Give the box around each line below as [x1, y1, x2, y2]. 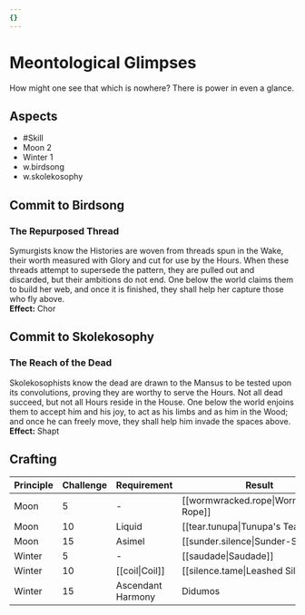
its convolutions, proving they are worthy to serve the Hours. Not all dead [9, 386, 283, 397]
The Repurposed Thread [9, 224, 120, 237]
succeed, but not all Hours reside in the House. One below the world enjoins [9, 396, 295, 407]
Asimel [115, 534, 145, 547]
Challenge [62, 478, 107, 491]
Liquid [115, 520, 143, 532]
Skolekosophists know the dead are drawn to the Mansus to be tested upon [9, 377, 292, 388]
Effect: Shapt [9, 425, 60, 436]
